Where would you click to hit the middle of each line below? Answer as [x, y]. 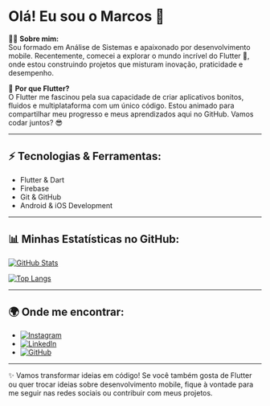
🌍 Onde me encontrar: [66, 312]
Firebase [35, 188]
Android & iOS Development [66, 205]
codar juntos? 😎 [35, 122]
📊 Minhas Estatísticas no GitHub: [94, 239]
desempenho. [31, 72]
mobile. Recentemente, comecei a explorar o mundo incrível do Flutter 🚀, [129, 55]
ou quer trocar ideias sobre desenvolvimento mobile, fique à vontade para [131, 384]
